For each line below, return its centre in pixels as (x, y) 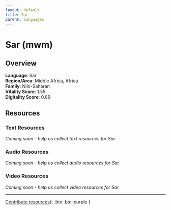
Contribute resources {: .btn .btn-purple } (48, 202)
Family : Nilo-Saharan (27, 86)
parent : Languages (25, 19)
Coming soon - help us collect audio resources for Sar (62, 163)
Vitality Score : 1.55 (25, 92)
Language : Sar (21, 76)
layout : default (22, 10)
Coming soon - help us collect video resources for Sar (62, 187)
